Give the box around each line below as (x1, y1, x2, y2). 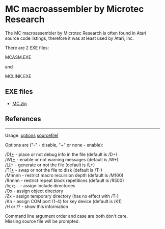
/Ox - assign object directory (5, 188, 63, 194)
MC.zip (12, 101, 27, 106)
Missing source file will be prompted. (5, 218, 80, 224)
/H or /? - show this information (5, 204, 69, 209)
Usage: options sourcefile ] (5, 132, 59, 138)
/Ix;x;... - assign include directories (5, 182, 76, 188)
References (5, 115, 41, 123)
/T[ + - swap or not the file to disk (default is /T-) (5, 167, 102, 173)
